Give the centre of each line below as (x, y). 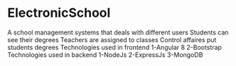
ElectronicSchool (59, 13)
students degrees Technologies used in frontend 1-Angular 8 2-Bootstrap (115, 47)
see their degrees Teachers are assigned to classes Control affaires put (112, 39)
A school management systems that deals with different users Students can (118, 32)
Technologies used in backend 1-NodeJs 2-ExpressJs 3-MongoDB (105, 55)
